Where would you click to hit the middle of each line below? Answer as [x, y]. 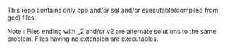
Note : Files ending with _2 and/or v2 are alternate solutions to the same [112, 31]
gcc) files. [22, 18]
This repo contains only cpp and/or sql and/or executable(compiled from [113, 10]
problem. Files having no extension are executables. [83, 39]
